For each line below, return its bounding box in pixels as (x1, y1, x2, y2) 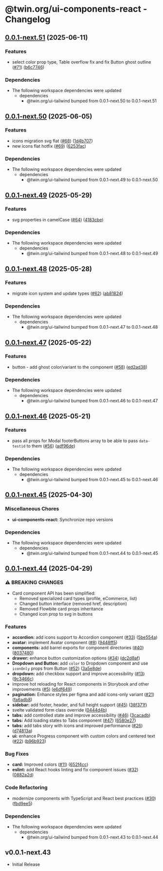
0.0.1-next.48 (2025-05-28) (5, 265, 92, 273)
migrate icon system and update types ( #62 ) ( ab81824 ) (12, 290, 123, 296)
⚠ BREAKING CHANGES (5, 579, 64, 586)
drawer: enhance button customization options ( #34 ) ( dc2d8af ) (12, 655, 140, 661)
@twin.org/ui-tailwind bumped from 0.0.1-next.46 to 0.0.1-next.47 (26, 398, 158, 404)
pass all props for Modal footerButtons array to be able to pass (12, 438, 138, 444)
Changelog (5, 14, 51, 25)
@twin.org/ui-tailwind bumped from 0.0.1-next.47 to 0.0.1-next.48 (26, 324, 158, 330)
